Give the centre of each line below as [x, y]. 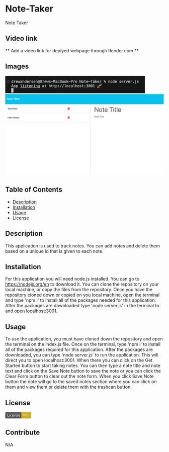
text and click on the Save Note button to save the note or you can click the [83, 371]
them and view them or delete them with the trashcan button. [69, 387]
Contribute [23, 433]
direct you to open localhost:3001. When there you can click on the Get [79, 360]
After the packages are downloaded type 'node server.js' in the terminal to [82, 306]
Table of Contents [34, 190]
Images [17, 67]
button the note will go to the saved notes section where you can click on [81, 382]
